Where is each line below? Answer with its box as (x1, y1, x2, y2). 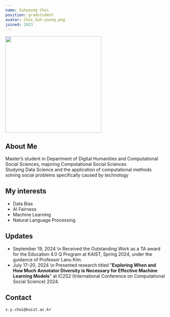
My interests (5, 187, 47, 196)
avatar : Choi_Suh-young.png (5, 17, 66, 22)
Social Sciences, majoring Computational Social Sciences (5, 161, 127, 167)
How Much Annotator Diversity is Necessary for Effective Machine (12, 267, 158, 273)
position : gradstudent (5, 12, 54, 17)
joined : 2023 (5, 22, 33, 27)
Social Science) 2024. (12, 278, 59, 285)
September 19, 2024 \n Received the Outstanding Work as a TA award (12, 245, 161, 252)
